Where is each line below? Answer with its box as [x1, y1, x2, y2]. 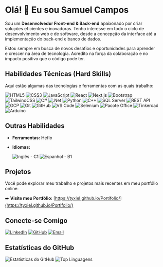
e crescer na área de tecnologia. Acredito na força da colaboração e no [5, 51, 148, 56]
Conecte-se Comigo [5, 216, 68, 225]
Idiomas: [12, 144, 31, 150]
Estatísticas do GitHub [5, 243, 74, 252]
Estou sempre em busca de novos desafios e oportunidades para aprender [5, 45, 156, 51]
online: [5, 186, 18, 192]
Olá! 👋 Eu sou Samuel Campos [5, 4, 129, 16]
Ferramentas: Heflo [12, 135, 53, 141]
